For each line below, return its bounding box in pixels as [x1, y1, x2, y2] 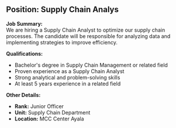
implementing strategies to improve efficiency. [6, 39, 118, 46]
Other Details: [6, 91, 41, 98]
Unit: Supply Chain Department [14, 109, 91, 116]
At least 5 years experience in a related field [14, 80, 121, 87]
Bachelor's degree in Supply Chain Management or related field [14, 61, 168, 68]
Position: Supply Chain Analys [6, 5, 119, 15]
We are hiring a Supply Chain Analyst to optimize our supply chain [6, 26, 165, 33]
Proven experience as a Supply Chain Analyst [14, 67, 125, 75]
